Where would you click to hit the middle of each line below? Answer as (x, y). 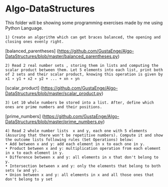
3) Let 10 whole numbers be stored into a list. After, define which (80, 103)
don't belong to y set (29, 179)
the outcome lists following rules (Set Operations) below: (70, 139)
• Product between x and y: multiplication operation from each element (83, 148)
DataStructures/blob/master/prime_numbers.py (54, 122)
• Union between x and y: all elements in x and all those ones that (80, 175)
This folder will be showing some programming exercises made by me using (84, 23)
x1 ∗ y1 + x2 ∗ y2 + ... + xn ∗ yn (43, 78)
